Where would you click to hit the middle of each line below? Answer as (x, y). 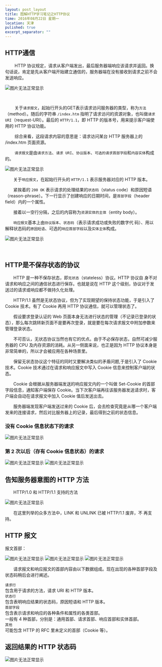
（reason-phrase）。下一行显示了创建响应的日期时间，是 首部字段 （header (77, 196)
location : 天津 (20, 23)
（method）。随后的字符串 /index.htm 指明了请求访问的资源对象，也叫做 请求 (80, 114)
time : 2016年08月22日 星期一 (32, 18)
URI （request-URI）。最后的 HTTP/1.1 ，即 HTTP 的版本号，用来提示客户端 (78, 120)
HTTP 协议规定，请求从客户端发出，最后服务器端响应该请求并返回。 (82, 66)
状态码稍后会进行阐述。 (28, 575)
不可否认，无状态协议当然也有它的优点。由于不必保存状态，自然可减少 (83, 339)
